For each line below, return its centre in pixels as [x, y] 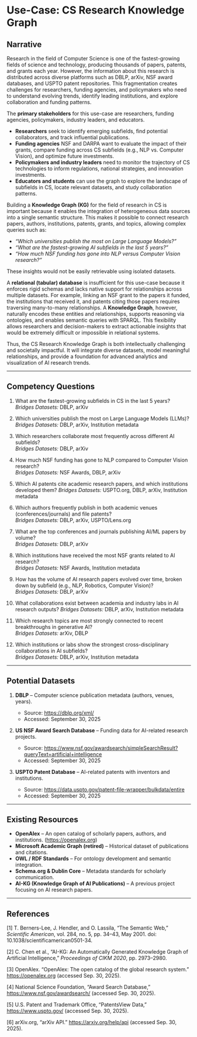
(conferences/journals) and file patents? [63, 514]
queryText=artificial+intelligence [63, 754]
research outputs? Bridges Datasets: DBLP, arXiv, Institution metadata [99, 609]
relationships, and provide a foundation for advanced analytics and [87, 356]
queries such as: [27, 230]
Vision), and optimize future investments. [65, 156]
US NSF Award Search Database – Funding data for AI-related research [101, 730]
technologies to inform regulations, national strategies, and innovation [99, 169]
